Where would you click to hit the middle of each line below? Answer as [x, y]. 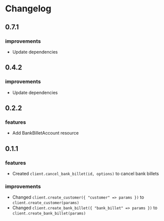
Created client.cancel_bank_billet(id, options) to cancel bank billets [86, 173]
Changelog [28, 9]
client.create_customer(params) [46, 203]
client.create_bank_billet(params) [49, 214]
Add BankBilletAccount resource [46, 133]
